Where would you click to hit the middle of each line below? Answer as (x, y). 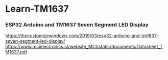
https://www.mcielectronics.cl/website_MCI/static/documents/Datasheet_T (84, 47)
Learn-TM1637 (37, 9)
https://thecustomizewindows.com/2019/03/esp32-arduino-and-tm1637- (82, 36)
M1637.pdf (16, 52)
